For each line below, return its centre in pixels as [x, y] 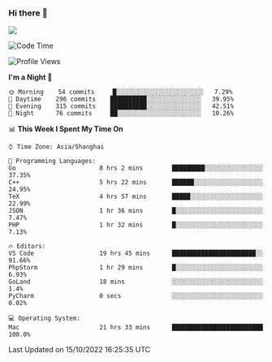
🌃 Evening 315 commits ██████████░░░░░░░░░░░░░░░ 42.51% [121, 106]
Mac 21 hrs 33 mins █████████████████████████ [136, 328]
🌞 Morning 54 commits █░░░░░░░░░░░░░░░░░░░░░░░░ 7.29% [121, 93]
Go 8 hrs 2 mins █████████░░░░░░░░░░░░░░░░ [136, 168]
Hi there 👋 [28, 13]
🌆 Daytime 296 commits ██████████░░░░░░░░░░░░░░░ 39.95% [121, 99]
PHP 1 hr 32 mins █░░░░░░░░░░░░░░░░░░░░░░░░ [136, 225]
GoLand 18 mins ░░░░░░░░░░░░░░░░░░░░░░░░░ [136, 282]
